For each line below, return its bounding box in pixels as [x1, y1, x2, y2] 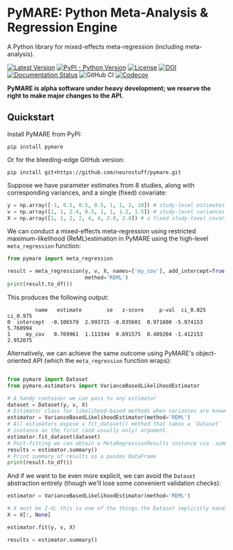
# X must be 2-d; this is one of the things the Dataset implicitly [7, 505, 209, 512]
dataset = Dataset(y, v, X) [7, 401, 89, 408]
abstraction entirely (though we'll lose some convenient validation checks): [7, 479, 221, 488]
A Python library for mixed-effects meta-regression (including [7, 42, 184, 51]
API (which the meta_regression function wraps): [32, 356, 171, 364]
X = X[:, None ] [7, 511, 51, 518]
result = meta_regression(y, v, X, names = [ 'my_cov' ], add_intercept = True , [7, 268, 228, 275]
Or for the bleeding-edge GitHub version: [7, 155, 125, 163]
